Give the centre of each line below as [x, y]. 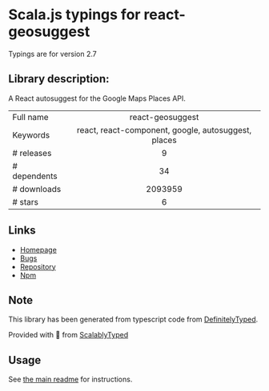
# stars [25, 201]
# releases [32, 153]
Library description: [59, 79]
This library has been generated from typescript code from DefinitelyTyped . [133, 319]
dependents [35, 176]
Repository [38, 266]
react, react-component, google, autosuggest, [164, 130]
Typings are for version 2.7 [53, 54]
